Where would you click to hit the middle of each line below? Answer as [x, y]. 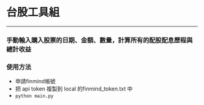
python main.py [34, 96]
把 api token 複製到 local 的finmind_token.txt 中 [74, 89]
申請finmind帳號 [35, 81]
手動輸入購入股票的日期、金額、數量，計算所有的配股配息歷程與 [100, 40]
